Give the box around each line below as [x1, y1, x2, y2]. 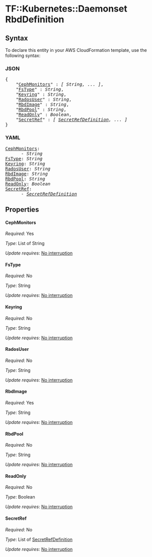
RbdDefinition [5, 14, 64, 25]
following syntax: [5, 52, 41, 58]
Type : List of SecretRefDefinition [5, 536, 73, 542]
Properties [5, 205, 39, 214]
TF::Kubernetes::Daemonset [5, 3, 127, 15]
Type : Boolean [5, 494, 35, 500]
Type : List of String [5, 240, 45, 246]
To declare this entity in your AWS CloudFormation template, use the [5, 47, 147, 53]
